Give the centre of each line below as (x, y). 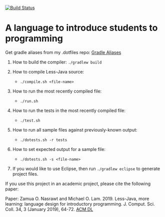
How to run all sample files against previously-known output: (75, 129)
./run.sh (29, 101)
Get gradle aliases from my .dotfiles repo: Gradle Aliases (63, 52)
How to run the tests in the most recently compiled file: (69, 110)
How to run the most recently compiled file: (57, 91)
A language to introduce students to (81, 28)
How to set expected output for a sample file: (59, 149)
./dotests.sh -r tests (43, 140)
